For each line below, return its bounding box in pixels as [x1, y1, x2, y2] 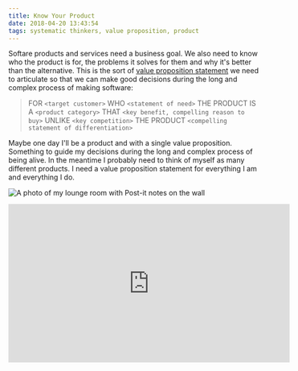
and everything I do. [8, 172, 75, 182]
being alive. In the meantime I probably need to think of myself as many [8, 155, 245, 165]
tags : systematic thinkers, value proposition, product [8, 27, 199, 35]
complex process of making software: [8, 83, 134, 93]
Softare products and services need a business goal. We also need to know [8, 49, 259, 59]
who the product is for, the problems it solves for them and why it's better [8, 57, 251, 67]
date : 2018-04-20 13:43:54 [8, 19, 99, 27]
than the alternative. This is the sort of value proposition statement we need [8, 66, 259, 76]
